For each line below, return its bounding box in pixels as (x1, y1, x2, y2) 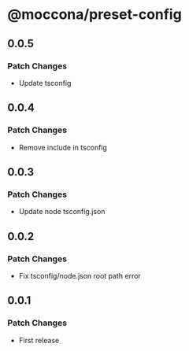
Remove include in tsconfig (18, 142, 108, 152)
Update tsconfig (18, 78, 72, 87)
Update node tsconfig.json (18, 207, 106, 216)
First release (18, 335, 60, 345)
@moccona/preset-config (7, 6, 182, 24)
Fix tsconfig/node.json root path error (18, 271, 141, 280)
